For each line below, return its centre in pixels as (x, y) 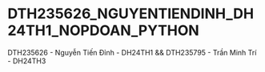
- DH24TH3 (27, 61)
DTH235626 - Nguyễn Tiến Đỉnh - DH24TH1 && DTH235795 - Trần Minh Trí (132, 52)
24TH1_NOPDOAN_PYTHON (103, 30)
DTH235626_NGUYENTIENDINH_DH (130, 14)
